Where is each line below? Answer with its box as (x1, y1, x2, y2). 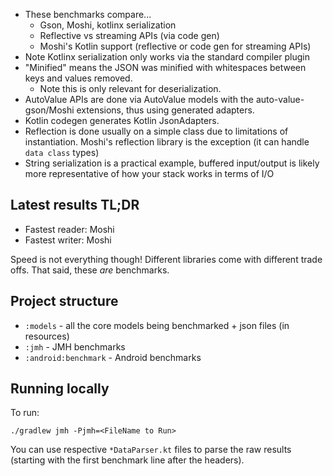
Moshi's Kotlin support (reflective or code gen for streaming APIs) (39, 40, 312, 52)
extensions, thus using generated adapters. (76, 104, 255, 116)
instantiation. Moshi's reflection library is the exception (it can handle (24, 136, 310, 148)
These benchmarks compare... (24, 9, 152, 20)
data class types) (24, 147, 100, 158)
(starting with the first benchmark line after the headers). (10, 454, 245, 466)
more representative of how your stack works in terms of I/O (24, 168, 275, 179)
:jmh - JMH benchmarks (24, 340, 126, 353)
